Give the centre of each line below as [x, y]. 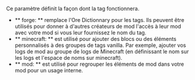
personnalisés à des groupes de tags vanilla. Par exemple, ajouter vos [100, 45]
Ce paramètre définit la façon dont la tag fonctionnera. [73, 9]
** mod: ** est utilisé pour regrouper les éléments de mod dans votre [99, 64]
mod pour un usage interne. [49, 70]
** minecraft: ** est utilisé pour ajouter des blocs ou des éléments [95, 39]
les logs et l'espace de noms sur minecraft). [69, 58]
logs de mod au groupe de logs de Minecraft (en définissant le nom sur [102, 52]
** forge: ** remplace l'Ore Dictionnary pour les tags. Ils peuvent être [99, 20]
